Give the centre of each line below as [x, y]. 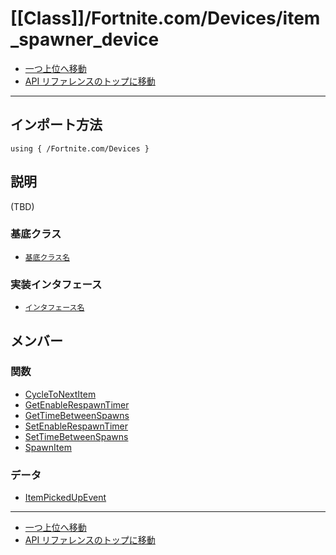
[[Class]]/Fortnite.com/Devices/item [165, 18]
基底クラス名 [47, 257]
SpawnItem [48, 447]
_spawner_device [85, 39]
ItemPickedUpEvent [65, 498]
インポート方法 [56, 125]
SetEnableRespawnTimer [76, 426]
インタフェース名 [54, 308]
